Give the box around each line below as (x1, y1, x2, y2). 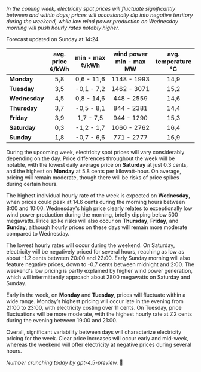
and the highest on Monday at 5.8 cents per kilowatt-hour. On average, (6, 167, 181, 175)
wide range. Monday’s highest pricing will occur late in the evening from (6, 298, 184, 304)
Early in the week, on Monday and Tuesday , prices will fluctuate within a (6, 291, 186, 298)
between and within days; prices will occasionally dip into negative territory (6, 11, 193, 19)
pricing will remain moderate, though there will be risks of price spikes (6, 174, 179, 181)
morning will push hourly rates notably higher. (6, 24, 120, 31)
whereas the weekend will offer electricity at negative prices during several (6, 341, 191, 348)
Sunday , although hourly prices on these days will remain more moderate (6, 224, 188, 231)
